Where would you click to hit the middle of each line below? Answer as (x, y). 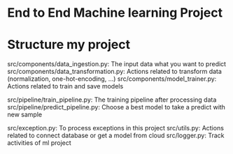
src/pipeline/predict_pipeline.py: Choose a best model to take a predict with (116, 107)
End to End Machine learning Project (115, 13)
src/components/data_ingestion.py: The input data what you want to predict (116, 64)
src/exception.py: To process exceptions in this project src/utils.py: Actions (115, 128)
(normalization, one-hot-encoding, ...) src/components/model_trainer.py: (112, 79)
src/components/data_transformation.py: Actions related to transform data (115, 72)
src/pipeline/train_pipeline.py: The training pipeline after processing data (112, 100)
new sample (25, 115)
